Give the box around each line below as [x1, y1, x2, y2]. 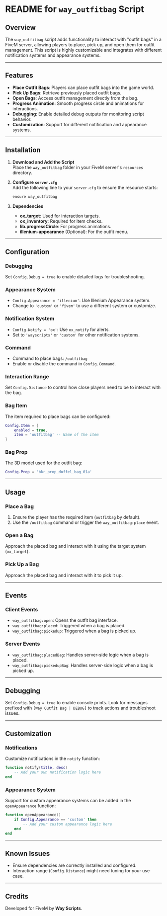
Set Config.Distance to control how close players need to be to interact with [5, 384, 161, 391]
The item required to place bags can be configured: [5, 414, 111, 419]
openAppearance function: [5, 803, 56, 809]
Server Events [5, 640, 40, 647]
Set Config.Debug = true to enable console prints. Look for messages [5, 700, 148, 706]
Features [5, 71, 33, 80]
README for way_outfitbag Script [5, 3, 144, 15]
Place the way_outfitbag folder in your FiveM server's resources [12, 164, 143, 170]
